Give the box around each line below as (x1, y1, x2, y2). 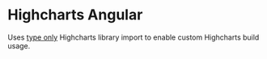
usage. (7, 40, 31, 50)
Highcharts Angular (7, 6, 143, 24)
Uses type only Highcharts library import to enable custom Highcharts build (7, 32, 260, 42)
